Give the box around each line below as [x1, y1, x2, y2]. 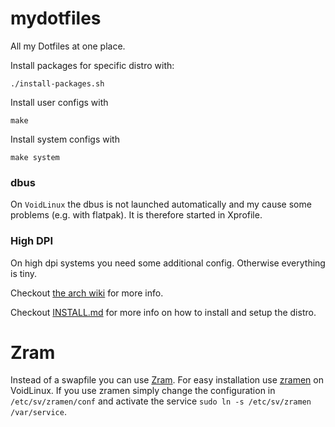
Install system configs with [10, 133, 120, 145]
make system [10, 152, 60, 162]
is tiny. [10, 267, 38, 279]
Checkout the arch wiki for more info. [10, 287, 164, 299]
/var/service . [10, 406, 67, 418]
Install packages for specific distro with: [10, 59, 175, 71]
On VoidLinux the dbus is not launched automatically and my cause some [10, 198, 312, 211]
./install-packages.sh [10, 78, 105, 89]
